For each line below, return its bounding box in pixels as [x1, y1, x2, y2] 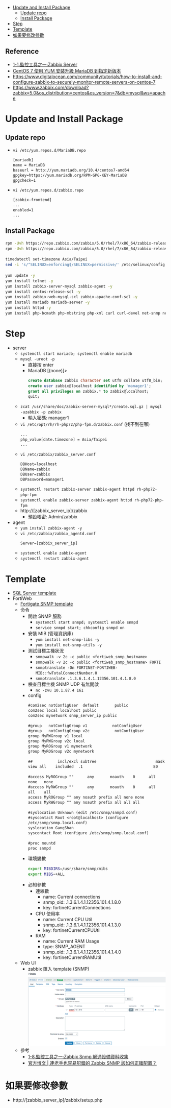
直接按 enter [27, 362, 54, 368]
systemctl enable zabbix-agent [20, 551, 87, 556]
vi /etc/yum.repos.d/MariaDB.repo [12, 148, 86, 153]
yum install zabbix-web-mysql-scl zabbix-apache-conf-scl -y [5, 295, 138, 300]
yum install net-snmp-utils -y [35, 643, 102, 648]
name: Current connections [43, 894, 101, 900]
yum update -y [5, 273, 36, 278]
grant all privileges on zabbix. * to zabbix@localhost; [27, 389, 149, 394]
